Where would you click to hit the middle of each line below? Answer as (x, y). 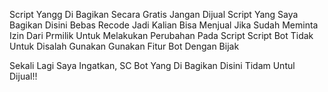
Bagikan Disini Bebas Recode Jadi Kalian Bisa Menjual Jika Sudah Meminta (164, 25)
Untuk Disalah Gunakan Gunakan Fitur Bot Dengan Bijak (124, 46)
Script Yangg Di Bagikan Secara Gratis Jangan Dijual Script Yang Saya (154, 14)
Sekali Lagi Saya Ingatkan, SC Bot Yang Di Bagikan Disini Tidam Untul (152, 65)
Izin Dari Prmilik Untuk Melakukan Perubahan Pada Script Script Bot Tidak (161, 35)
